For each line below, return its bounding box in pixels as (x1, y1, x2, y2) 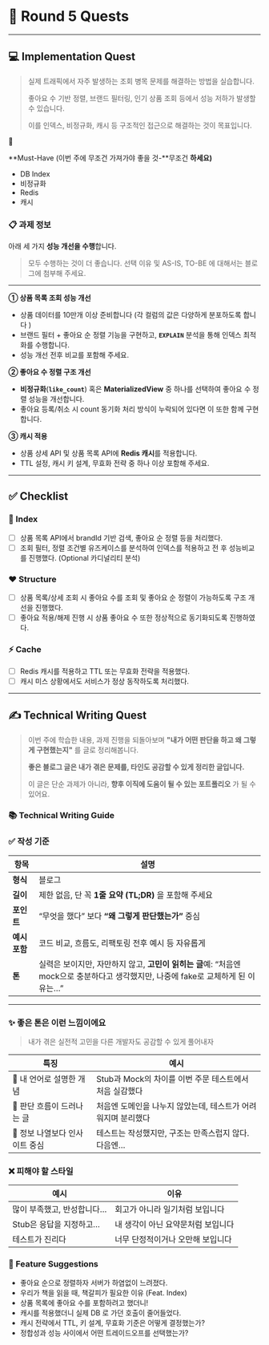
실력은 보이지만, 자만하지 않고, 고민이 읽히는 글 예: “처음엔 (38, 958, 242, 970)
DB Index (19, 168, 50, 179)
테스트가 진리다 (12, 1234, 66, 1246)
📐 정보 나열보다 (12, 1128, 66, 1139)
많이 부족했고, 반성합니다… (12, 1204, 107, 1215)
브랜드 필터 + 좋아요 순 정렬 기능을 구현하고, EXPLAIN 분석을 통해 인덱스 (19, 330, 242, 340)
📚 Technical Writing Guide (8, 810, 114, 821)
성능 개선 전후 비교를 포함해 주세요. (19, 350, 130, 360)
